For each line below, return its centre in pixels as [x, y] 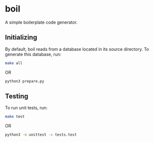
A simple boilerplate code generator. [41, 22]
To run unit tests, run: [26, 108]
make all [14, 63]
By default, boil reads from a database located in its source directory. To [77, 49]
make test [15, 117]
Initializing [21, 37]
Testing [17, 96]
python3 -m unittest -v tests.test [41, 135]
